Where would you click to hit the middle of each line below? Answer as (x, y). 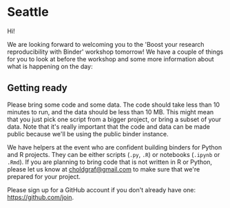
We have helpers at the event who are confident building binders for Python (115, 147)
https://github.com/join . (41, 197)
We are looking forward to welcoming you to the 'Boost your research (106, 44)
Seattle (28, 12)
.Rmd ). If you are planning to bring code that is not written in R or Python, (109, 162)
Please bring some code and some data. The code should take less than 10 (114, 105)
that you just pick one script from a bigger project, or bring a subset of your (114, 119)
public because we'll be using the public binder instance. (88, 134)
